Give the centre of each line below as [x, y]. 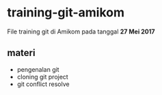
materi [21, 53]
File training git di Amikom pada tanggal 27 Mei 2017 [81, 31]
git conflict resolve [43, 84]
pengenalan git [38, 69]
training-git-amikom [66, 13]
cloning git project [42, 77]
